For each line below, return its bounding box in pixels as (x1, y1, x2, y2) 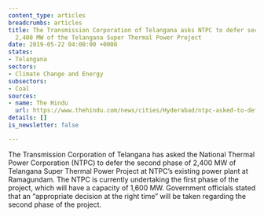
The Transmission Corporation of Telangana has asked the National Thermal (8, 149, 255, 159)
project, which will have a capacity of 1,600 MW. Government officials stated (8, 182, 256, 193)
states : (8, 48, 34, 56)
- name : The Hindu (8, 99, 68, 107)
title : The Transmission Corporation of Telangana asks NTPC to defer (8, 26, 244, 34)
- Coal (8, 84, 30, 93)
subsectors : (8, 77, 47, 85)
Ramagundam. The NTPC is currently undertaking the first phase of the (8, 175, 240, 184)
